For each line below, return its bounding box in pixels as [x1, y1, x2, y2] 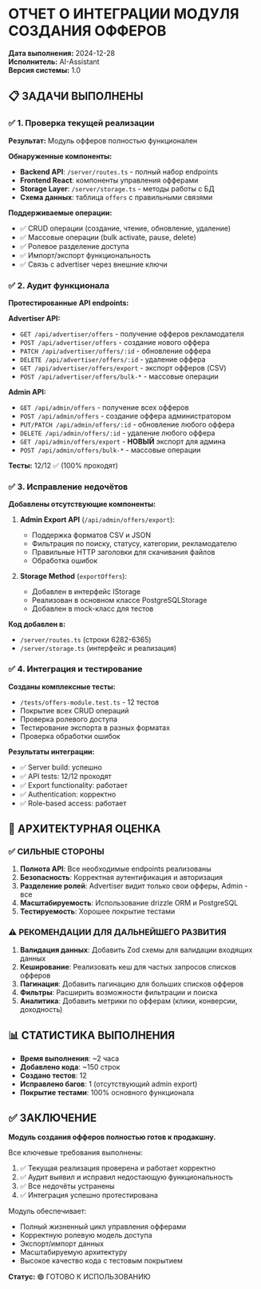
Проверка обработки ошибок [19, 731, 121, 741]
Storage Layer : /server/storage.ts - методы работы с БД [19, 183, 215, 193]
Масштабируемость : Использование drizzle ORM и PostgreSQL [19, 898, 239, 908]
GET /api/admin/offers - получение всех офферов [19, 402, 189, 412]
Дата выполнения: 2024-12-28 [8, 48, 116, 58]
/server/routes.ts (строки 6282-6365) [19, 635, 152, 644]
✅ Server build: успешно [19, 762, 102, 772]
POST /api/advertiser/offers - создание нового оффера [19, 337, 210, 347]
